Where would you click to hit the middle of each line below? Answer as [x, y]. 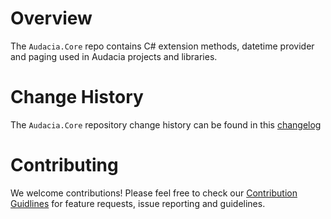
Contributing [64, 165]
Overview [51, 18]
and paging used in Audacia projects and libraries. [114, 56]
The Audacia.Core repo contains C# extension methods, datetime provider [162, 46]
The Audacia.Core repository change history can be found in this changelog [166, 124]
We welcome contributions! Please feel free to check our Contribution [154, 193]
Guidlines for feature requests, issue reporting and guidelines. [138, 203]
